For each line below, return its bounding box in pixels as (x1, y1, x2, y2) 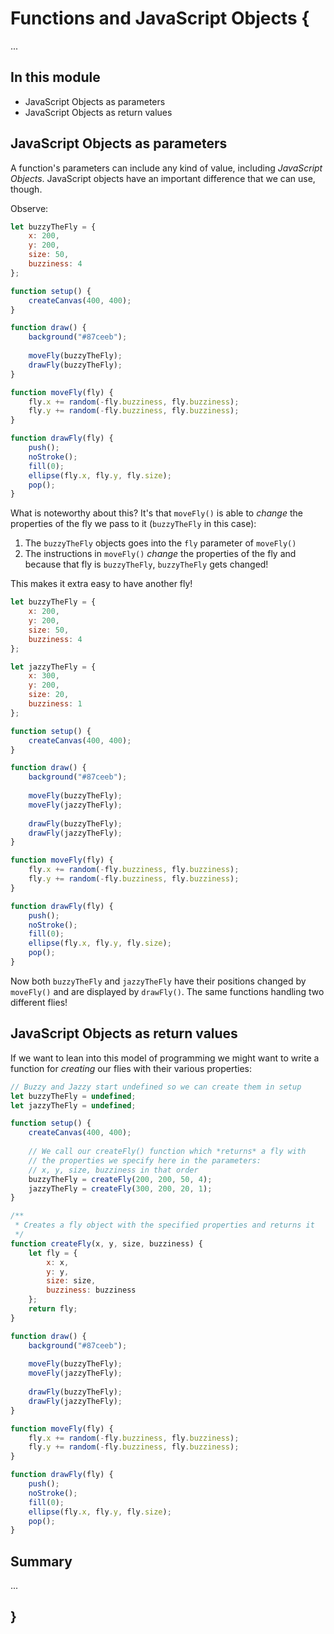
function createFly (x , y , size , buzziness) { (10, 1238, 203, 1249)
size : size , (46, 1276, 97, 1286)
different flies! (10, 996, 68, 1008)
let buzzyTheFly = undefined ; (10, 1091, 137, 1101)
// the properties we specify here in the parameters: (28, 1155, 262, 1166)
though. (10, 183, 43, 195)
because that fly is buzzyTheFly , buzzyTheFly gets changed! (24, 558, 269, 571)
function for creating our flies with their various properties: (10, 1062, 253, 1074)
